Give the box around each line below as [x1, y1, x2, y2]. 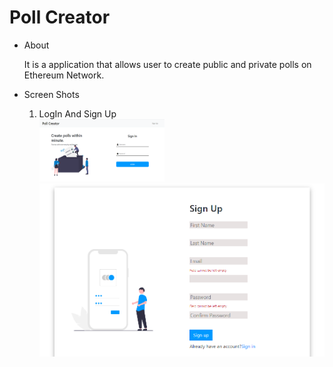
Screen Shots [23, 88, 80, 100]
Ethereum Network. [23, 69, 105, 81]
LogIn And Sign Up [38, 107, 117, 120]
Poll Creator [9, 6, 111, 29]
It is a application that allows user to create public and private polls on [23, 58, 312, 70]
